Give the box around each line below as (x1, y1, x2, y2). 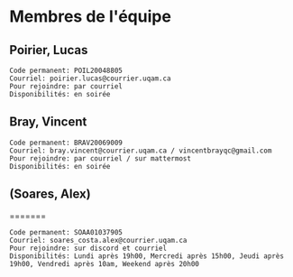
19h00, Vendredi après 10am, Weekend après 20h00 (9, 259, 200, 268)
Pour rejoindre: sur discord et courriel (9, 244, 168, 253)
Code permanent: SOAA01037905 (9, 227, 124, 236)
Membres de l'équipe (9, 6, 171, 27)
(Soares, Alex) (9, 187, 92, 202)
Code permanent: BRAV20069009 (9, 138, 124, 147)
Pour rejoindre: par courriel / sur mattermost (9, 153, 192, 163)
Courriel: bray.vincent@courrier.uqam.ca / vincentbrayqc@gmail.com (9, 146, 272, 155)
